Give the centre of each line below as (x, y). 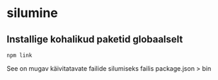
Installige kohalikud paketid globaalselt (95, 39)
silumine (32, 13)
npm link (19, 55)
